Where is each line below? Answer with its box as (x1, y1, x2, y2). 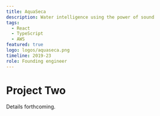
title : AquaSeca (6, 8, 46, 15)
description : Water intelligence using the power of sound (6, 14, 155, 20)
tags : (6, 20, 19, 25)
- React (11, 25, 31, 31)
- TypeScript (11, 31, 44, 37)
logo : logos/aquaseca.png (6, 47, 70, 53)
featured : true (6, 42, 44, 48)
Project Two (6, 83, 66, 97)
